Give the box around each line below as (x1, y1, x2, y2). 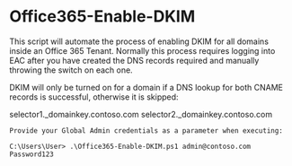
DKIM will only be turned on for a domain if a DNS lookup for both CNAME (9, 82, 283, 92)
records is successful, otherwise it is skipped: (9, 92, 179, 102)
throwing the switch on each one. (9, 65, 133, 75)
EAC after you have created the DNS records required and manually (9, 55, 260, 66)
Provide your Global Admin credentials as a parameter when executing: (9, 126, 283, 135)
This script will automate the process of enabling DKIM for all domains (9, 36, 270, 47)
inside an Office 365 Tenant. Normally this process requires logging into (9, 45, 276, 56)
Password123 (9, 150, 54, 159)
